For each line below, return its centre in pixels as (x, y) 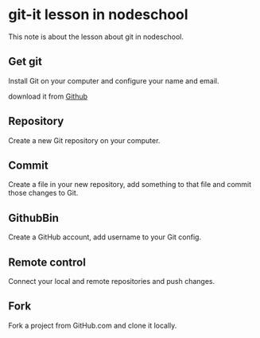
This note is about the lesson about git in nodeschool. (96, 37)
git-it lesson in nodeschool (98, 15)
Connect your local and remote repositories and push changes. (112, 281)
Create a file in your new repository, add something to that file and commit (130, 185)
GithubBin (34, 218)
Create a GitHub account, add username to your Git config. (105, 237)
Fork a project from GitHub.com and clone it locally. (93, 325)
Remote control (47, 262)
